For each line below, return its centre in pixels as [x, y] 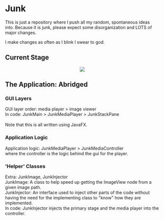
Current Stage [27, 58]
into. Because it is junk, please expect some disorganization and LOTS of [79, 27]
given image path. [23, 188]
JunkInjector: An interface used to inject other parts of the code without [78, 192]
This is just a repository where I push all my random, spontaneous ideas [78, 22]
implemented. [19, 203]
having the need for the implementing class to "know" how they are [73, 198]
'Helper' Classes [25, 166]
